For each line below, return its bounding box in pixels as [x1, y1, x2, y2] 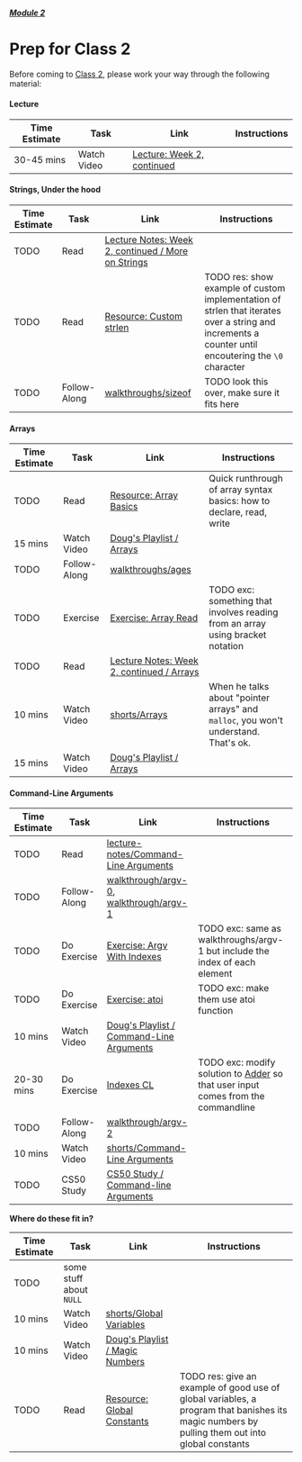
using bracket [209, 628, 267, 641]
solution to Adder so [197, 1068, 283, 1080]
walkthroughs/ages [110, 564, 191, 576]
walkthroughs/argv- [197, 934, 284, 946]
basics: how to [209, 495, 271, 508]
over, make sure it [204, 386, 280, 399]
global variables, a [179, 1393, 257, 1405]
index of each [197, 956, 256, 969]
